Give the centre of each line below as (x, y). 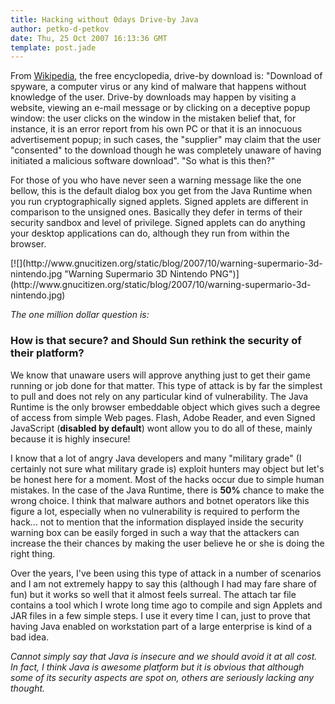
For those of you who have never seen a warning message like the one (156, 180)
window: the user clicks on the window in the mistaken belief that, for (153, 118)
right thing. (33, 553)
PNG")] (224, 274)
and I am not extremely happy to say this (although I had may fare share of (164, 583)
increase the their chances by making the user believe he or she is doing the (167, 543)
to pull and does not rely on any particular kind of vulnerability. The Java (159, 396)
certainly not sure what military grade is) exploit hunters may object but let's (167, 468)
